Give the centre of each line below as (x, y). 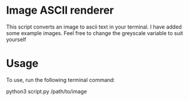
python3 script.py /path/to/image (47, 91)
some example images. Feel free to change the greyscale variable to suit (95, 33)
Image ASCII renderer (60, 10)
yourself (16, 39)
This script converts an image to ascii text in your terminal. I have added (94, 27)
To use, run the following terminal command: (61, 80)
